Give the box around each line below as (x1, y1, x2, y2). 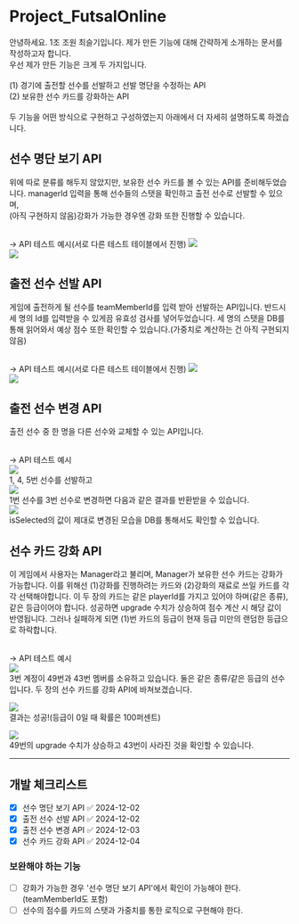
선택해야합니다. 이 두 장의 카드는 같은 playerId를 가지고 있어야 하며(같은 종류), (18, 591, 289, 602)
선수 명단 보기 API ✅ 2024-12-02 (21, 803, 141, 813)
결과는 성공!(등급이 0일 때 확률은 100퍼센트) (9, 712, 162, 723)
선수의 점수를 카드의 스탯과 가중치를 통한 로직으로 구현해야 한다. (21, 904, 243, 915)
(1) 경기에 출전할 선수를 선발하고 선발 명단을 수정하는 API (9, 79, 206, 90)
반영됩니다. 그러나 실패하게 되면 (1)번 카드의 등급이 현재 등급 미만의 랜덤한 (9, 614, 265, 624)
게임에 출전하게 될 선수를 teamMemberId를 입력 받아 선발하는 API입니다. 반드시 (9, 301, 287, 312)
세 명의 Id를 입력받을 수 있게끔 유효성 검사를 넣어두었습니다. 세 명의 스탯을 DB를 (9, 312, 286, 323)
